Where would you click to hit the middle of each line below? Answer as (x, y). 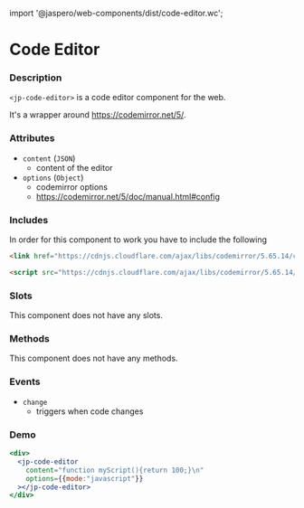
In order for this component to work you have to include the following (138, 240)
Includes (29, 220)
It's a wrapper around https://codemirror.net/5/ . (98, 115)
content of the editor (74, 167)
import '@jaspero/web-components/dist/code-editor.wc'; (116, 13)
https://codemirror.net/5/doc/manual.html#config (128, 196)
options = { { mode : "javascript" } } (85, 478)
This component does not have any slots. (86, 315)
